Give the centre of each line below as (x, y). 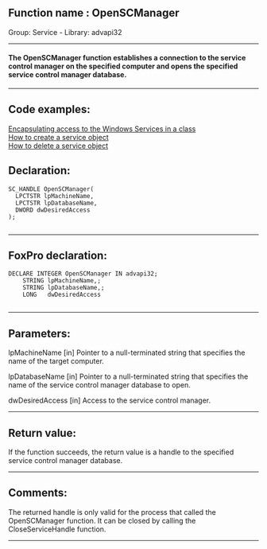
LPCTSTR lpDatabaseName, (56, 203)
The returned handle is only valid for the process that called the (112, 512)
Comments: (38, 493)
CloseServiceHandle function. (57, 529)
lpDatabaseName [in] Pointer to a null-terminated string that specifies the (128, 376)
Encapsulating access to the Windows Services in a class (102, 128)
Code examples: (49, 109)
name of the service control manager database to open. (99, 385)
